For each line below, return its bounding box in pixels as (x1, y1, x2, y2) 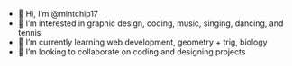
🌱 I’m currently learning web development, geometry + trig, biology (17, 37, 268, 47)
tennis (17, 28, 41, 37)
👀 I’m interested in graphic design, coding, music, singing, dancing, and (17, 18, 284, 29)
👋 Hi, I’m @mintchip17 (17, 9, 99, 19)
